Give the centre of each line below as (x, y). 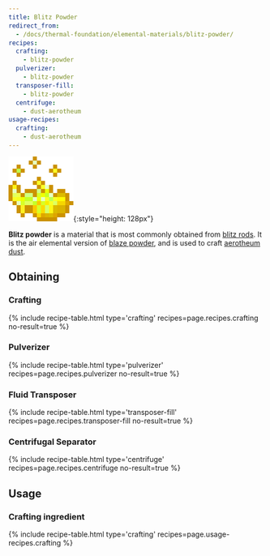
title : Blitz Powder (43, 17)
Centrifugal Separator (52, 442)
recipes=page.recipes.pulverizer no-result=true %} (94, 374)
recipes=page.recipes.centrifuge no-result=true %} (94, 468)
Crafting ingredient (47, 516)
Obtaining (34, 277)
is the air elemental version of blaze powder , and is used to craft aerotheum (135, 242)
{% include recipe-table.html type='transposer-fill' (93, 413)
